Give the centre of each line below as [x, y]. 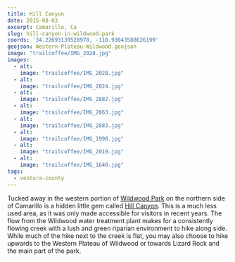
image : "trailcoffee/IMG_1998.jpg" [72, 138]
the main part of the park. [44, 251]
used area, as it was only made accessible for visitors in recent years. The [115, 213]
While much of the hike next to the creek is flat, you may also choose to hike [118, 236]
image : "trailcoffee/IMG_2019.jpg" [72, 152]
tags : [15, 171]
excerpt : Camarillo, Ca [42, 27]
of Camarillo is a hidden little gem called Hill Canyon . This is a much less [112, 206]
